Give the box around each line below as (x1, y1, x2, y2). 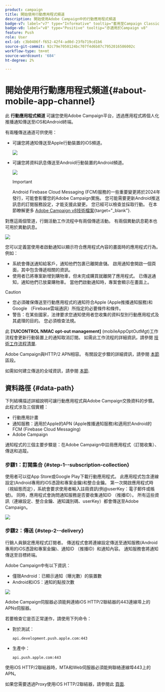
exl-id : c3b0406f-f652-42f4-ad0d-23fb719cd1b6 (5, 40, 102, 44)
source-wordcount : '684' (5, 53, 56, 58)
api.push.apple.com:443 (12, 655, 62, 660)
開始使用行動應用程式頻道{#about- (5, 85, 147, 96)
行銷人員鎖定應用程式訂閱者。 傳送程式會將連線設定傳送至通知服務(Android (5, 539, 158, 545)
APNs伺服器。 (5, 605, 34, 611)
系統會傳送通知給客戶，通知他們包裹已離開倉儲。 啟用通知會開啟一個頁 (12, 260, 156, 267)
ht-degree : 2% (5, 58, 34, 63)
